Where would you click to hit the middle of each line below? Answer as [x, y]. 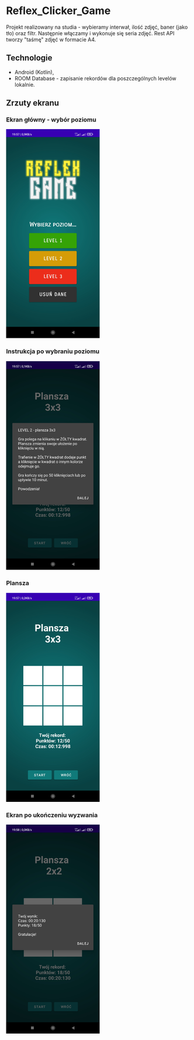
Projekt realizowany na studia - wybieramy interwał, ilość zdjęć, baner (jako [97, 27]
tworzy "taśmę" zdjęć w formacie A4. [51, 39]
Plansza [18, 583]
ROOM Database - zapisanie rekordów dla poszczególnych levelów [95, 78]
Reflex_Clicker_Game [58, 11]
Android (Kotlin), [34, 72]
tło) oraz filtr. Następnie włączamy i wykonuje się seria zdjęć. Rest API [90, 33]
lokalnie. [25, 84]
